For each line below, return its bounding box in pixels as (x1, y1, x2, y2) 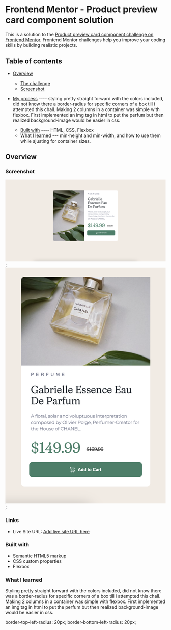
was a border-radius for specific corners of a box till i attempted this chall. (5, 593, 161, 599)
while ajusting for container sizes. (20, 138, 91, 144)
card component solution (5, 14, 114, 26)
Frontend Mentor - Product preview (5, 4, 158, 15)
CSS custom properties (12, 558, 62, 564)
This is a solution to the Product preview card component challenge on (5, 31, 154, 37)
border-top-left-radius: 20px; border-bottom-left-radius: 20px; (5, 619, 136, 625)
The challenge (20, 80, 51, 86)
